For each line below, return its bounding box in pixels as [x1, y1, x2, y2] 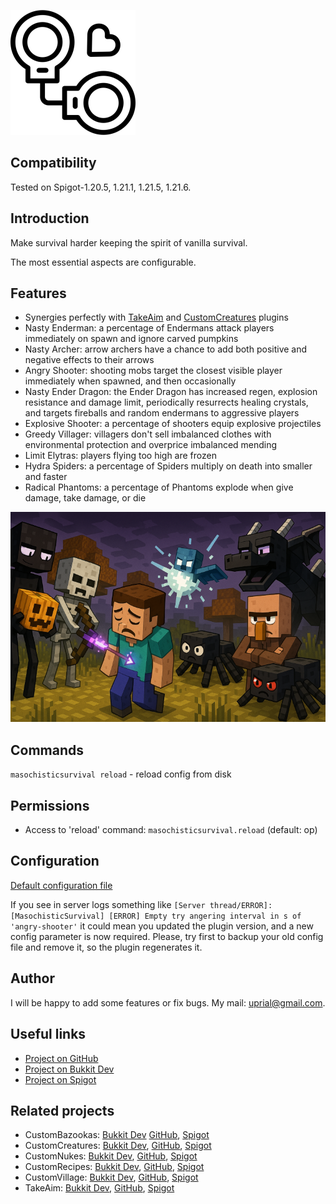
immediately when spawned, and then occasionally [24, 375, 237, 387]
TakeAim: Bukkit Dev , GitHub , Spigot [24, 1182, 175, 1194]
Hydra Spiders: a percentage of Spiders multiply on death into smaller [24, 460, 313, 472]
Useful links [10, 1026, 87, 1043]
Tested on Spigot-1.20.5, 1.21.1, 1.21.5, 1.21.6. [10, 181, 192, 193]
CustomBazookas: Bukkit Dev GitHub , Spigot [24, 1129, 210, 1141]
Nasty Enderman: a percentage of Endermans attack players [24, 322, 275, 334]
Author [10, 970, 55, 987]
